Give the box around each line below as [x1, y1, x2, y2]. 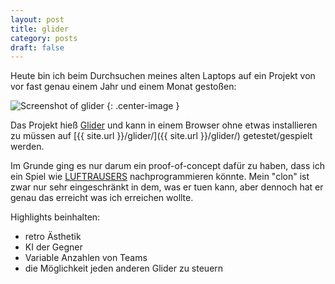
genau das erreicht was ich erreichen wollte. [10, 192, 194, 204]
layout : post [10, 14, 65, 25]
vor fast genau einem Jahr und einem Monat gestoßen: [10, 81, 237, 93]
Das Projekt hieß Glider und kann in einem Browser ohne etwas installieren [10, 119, 318, 131]
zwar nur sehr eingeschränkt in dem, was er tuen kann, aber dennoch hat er [10, 181, 324, 193]
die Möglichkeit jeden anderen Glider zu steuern [24, 262, 224, 275]
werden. [10, 141, 45, 153]
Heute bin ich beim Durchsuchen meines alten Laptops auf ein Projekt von [10, 70, 316, 82]
